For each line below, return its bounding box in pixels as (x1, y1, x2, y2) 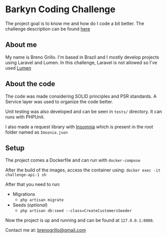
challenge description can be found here (5, 25, 90, 32)
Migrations (12, 191, 36, 197)
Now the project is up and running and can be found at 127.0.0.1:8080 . (5, 217, 154, 223)
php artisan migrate (20, 197, 64, 203)
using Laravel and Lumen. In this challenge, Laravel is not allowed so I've (5, 59, 157, 66)
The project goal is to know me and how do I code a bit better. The (5, 20, 145, 26)
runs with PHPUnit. (5, 113, 45, 120)
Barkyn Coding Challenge (5, 4, 116, 15)
